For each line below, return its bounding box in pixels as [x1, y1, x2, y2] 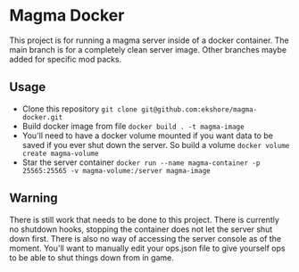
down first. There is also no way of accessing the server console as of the [9, 233, 282, 243]
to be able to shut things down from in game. [9, 251, 174, 263]
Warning [9, 191, 58, 206]
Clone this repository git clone [21, 103, 138, 114]
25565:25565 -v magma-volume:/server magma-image [21, 166, 212, 175]
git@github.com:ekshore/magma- [141, 104, 258, 114]
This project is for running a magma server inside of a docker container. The [9, 35, 290, 45]
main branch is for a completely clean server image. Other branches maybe [9, 44, 287, 54]
